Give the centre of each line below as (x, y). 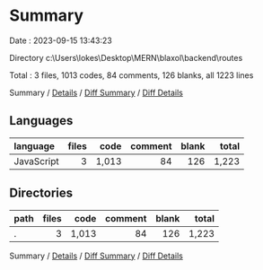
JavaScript (37, 161)
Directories (41, 193)
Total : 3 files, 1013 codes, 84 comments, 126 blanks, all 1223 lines (131, 75)
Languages (41, 121)
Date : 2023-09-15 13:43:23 (61, 40)
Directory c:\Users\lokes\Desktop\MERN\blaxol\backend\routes (126, 57)
